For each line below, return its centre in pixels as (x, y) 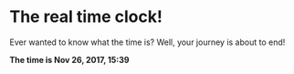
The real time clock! (86, 17)
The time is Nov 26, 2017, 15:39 (69, 59)
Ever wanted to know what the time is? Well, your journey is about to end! (147, 42)
